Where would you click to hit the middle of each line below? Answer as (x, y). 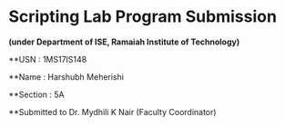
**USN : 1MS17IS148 (48, 59)
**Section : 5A (36, 94)
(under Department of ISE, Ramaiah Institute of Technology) (124, 42)
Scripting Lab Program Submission (142, 17)
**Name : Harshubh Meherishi (66, 77)
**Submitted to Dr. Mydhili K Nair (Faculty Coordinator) (112, 111)
